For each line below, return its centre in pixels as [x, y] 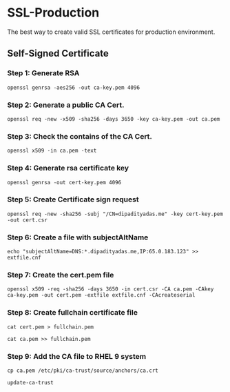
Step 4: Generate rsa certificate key [68, 168]
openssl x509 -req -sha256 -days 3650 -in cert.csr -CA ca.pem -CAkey [111, 289]
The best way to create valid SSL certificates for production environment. [111, 32]
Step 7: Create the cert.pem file [61, 275]
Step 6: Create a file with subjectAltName [78, 237]
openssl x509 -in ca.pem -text [52, 151]
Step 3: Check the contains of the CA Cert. [80, 136]
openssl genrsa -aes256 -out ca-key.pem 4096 [73, 88]
